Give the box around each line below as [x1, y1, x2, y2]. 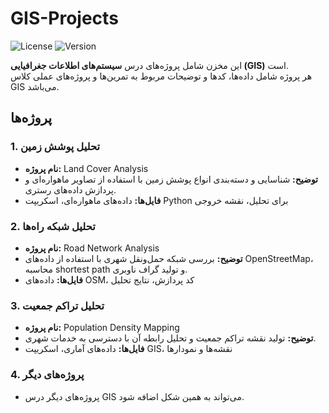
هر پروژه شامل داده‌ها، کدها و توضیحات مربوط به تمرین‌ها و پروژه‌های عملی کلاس [10, 70, 313, 82]
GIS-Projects [10, 7, 119, 30]
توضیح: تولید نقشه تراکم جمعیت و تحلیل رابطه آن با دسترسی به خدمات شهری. [24, 332, 317, 344]
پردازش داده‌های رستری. [24, 183, 117, 196]
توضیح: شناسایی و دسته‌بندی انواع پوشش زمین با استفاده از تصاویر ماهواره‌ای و [24, 173, 319, 185]
